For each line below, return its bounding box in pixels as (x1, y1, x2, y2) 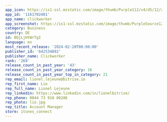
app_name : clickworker (5, 16, 52, 21)
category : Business (5, 26, 46, 31)
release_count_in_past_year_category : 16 (5, 68, 92, 73)
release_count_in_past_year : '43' (5, 63, 77, 68)
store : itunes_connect (5, 109, 52, 115)
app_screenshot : (5, 21, 39, 26)
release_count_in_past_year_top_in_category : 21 (5, 72, 108, 77)
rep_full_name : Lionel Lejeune (5, 86, 70, 91)
